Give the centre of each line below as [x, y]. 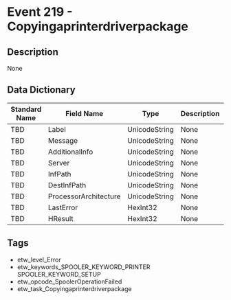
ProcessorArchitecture [84, 196]
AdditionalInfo [70, 152]
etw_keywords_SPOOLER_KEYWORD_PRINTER [84, 267]
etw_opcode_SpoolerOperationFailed [69, 281]
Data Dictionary [41, 90]
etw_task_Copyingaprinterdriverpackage [74, 288]
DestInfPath [67, 185]
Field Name [84, 113]
